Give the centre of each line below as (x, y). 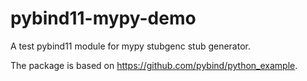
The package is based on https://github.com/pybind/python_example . (154, 65)
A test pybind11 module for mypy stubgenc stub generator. (130, 46)
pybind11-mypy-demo (103, 18)
